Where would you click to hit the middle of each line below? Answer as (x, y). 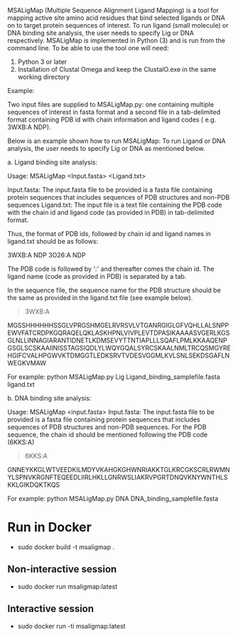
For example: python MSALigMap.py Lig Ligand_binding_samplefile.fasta (114, 377)
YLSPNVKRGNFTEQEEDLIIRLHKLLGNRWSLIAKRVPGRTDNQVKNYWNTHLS (118, 477)
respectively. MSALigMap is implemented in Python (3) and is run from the (117, 41)
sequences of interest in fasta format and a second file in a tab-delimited (114, 112)
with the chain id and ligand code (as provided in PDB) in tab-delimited (111, 212)
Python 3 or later (42, 62)
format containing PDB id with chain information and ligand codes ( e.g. (112, 119)
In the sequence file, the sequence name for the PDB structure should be (114, 290)
